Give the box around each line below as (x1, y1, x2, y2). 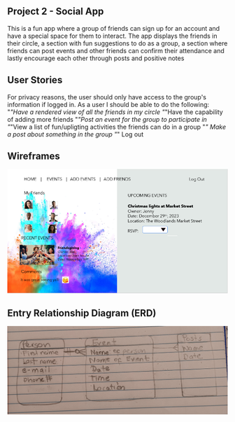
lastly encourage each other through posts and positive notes (7, 54, 185, 62)
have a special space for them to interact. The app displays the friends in (7, 31, 218, 40)
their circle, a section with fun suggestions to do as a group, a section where (7, 38, 228, 48)
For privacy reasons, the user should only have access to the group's (7, 92, 207, 101)
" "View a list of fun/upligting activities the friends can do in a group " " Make (7, 122, 226, 131)
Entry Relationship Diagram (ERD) (7, 307, 157, 319)
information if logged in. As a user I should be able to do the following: (7, 100, 210, 108)
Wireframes (7, 150, 61, 162)
